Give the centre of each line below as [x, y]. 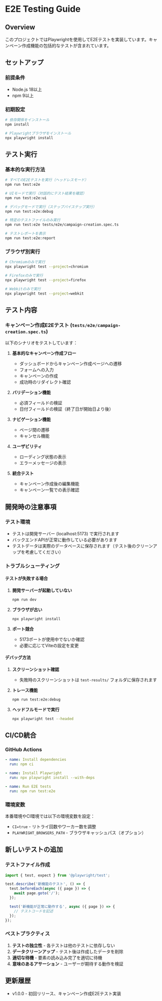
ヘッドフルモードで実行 [36, 709]
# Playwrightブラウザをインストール [38, 133]
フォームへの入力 [37, 370]
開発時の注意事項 [31, 507]
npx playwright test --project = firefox [46, 280]
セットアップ [24, 63]
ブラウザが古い [27, 609]
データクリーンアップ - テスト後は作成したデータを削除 [68, 951]
